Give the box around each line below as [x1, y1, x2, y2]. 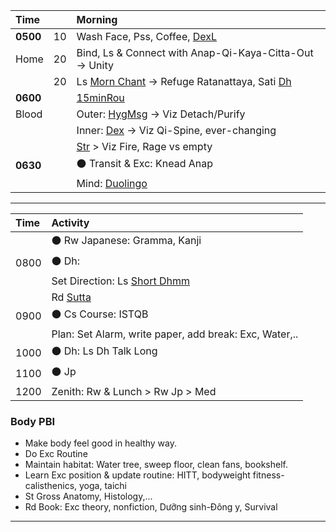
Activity [51, 216, 90, 229]
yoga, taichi [79, 480, 127, 492]
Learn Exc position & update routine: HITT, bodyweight [24, 469, 251, 481]
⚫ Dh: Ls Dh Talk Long [51, 344, 158, 358]
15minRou [76, 91, 125, 104]
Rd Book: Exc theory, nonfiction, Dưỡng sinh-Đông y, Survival [24, 501, 278, 513]
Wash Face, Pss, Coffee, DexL [76, 30, 218, 43]
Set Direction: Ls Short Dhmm [51, 274, 190, 288]
